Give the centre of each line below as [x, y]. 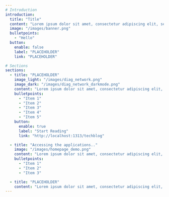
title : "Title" [26, 19]
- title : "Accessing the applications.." [54, 145]
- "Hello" [25, 38]
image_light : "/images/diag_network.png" [58, 80]
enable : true [32, 126]
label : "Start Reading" [44, 131]
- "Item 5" [30, 117]
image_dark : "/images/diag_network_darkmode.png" [67, 84]
